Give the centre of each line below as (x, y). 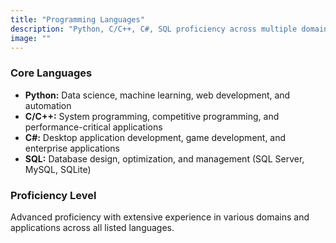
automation (48, 105)
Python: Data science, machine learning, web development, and (157, 95)
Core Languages (51, 73)
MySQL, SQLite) (58, 169)
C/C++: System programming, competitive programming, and (152, 116)
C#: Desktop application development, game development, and (155, 137)
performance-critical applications (93, 127)
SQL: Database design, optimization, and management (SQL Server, (164, 158)
